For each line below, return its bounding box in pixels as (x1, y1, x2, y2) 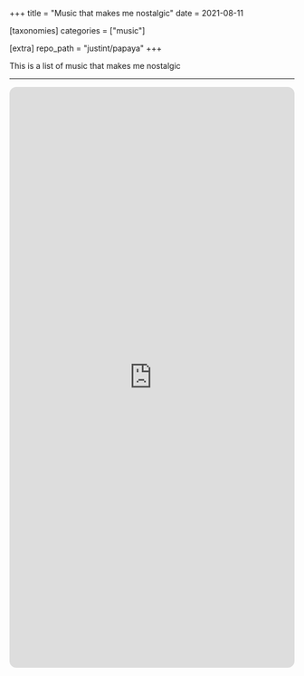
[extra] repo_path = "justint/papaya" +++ (9, 43, 163, 54)
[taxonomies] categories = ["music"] (9, 25, 146, 35)
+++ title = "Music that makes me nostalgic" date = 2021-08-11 (9, 8, 244, 18)
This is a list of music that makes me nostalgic (9, 61, 181, 71)
